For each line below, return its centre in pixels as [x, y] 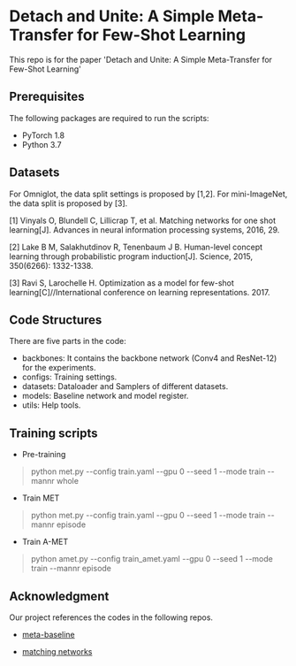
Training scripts [54, 433]
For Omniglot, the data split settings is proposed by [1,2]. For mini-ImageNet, [148, 194]
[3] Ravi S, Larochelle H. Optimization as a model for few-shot [121, 283]
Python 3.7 [42, 144]
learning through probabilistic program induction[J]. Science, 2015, [131, 256]
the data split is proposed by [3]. [68, 203]
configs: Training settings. [69, 377]
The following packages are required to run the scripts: [109, 118]
